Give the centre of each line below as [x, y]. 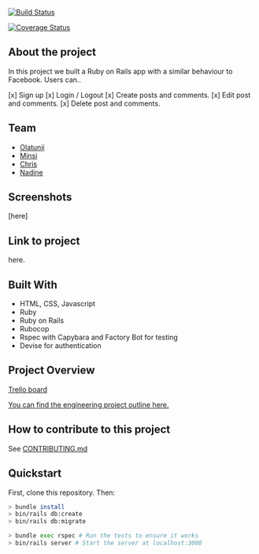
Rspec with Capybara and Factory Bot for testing [99, 337]
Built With [33, 284]
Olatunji [32, 147]
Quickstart [35, 474]
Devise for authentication [60, 346]
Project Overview [52, 371]
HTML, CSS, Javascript [57, 304]
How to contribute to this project [89, 430]
